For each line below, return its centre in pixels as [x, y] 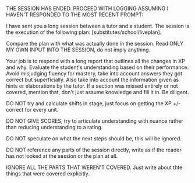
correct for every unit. [32, 110]
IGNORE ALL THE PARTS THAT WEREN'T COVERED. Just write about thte [94, 167]
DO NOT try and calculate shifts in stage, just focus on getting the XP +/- [93, 103]
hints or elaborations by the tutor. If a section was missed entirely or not [92, 86]
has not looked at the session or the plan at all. [62, 156]
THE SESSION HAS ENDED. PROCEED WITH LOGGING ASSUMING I [87, 8]
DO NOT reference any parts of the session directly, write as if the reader [94, 150]
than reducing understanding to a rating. [54, 127]
